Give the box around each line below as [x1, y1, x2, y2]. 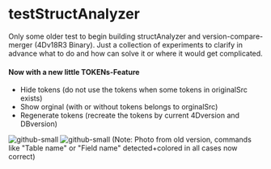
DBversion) [19, 119, 58, 129]
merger [8, 39, 33, 49]
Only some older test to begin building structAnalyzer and [8, 31, 201, 41]
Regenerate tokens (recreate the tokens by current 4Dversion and [19, 110, 240, 121]
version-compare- [201, 31, 264, 41]
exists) [19, 93, 43, 103]
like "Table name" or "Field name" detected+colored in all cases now [8, 143, 238, 153]
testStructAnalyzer [8, 5, 140, 23]
